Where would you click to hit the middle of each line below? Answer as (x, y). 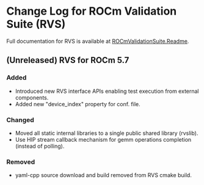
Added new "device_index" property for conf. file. (78, 104)
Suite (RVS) (36, 24)
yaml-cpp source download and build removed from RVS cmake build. (104, 175)
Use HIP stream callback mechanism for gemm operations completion (103, 139)
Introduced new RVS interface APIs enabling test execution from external (107, 91)
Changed (20, 120)
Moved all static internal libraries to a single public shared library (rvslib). (107, 133)
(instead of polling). (40, 146)
